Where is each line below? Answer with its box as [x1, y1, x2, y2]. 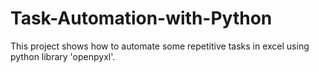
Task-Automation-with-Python [10, 7, 273, 30]
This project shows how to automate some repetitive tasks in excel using [10, 40, 310, 52]
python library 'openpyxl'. [10, 50, 116, 62]
